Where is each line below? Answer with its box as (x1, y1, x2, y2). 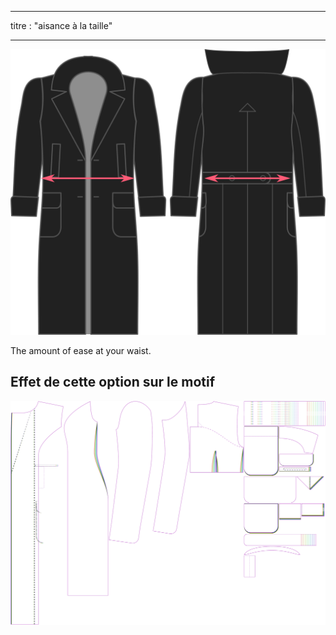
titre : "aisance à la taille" (10, 20, 113, 31)
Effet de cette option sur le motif (10, 374, 216, 391)
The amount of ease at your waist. (10, 344, 152, 356)
